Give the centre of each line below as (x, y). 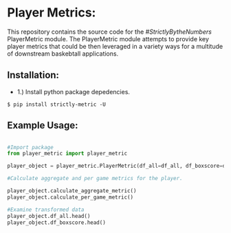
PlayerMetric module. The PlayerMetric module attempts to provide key (108, 38)
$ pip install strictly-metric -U (57, 104)
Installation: (33, 75)
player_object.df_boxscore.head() (57, 222)
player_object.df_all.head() (49, 216)
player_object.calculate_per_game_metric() (70, 197)
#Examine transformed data (46, 210)
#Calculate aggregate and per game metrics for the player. (95, 179)
